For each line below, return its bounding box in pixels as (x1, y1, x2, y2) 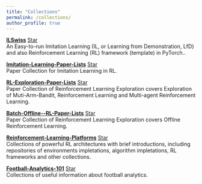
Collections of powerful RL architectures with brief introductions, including (6, 141, 191, 148)
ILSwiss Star (6, 37, 38, 44)
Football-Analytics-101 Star (6, 165, 76, 172)
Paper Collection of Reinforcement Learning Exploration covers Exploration (6, 85, 192, 93)
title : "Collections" (6, 8, 61, 15)
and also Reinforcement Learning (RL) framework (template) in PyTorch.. (6, 49, 186, 57)
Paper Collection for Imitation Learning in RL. (6, 67, 117, 75)
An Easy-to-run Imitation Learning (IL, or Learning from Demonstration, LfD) (6, 43, 194, 50)
